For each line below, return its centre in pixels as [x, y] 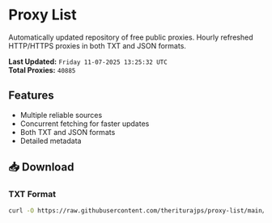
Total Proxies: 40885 [42, 69]
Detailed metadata [51, 141]
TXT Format [32, 194]
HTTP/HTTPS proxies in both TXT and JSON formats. [97, 45]
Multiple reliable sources [61, 115]
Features [31, 96]
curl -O [21, 211]
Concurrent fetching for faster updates [85, 124]
